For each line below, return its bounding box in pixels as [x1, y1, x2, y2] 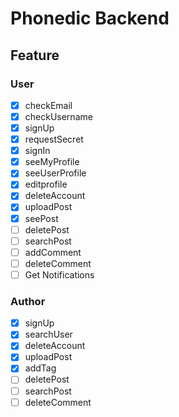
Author [10, 294, 46, 308]
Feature [10, 47, 60, 64]
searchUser [24, 328, 73, 341]
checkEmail [24, 99, 73, 111]
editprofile [24, 178, 68, 191]
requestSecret [24, 133, 84, 146]
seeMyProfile [24, 156, 80, 168]
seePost [24, 212, 59, 224]
